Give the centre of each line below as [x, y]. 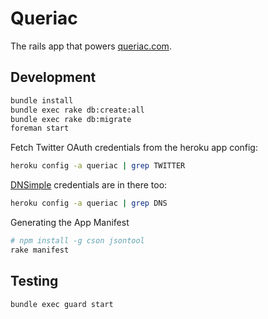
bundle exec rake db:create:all [77, 110]
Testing [34, 281]
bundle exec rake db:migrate [71, 119]
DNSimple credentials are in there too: [89, 185]
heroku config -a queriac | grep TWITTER [98, 166]
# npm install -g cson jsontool [77, 241]
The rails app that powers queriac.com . [91, 46]
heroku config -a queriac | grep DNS [89, 203]
